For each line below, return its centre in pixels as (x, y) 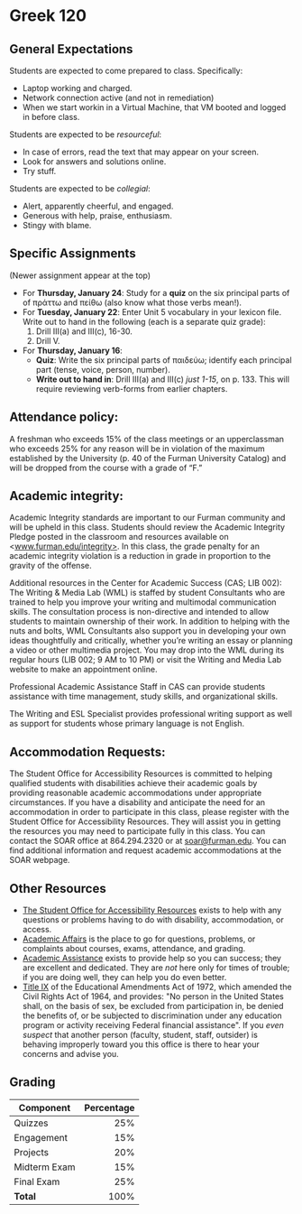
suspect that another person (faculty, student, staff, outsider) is (140, 1035)
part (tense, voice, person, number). (103, 369)
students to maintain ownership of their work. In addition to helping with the (150, 621)
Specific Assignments (73, 254)
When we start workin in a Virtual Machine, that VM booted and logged (154, 107)
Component (45, 1107)
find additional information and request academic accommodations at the (146, 850)
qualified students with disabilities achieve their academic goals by (133, 783)
